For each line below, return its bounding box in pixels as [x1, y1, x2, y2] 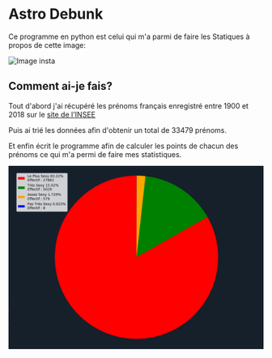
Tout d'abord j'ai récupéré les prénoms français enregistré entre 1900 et [8, 100, 249, 110]
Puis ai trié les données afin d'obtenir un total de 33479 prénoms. [8, 125, 227, 134]
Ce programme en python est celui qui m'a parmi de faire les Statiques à [8, 32, 250, 41]
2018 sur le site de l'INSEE [8, 109, 96, 119]
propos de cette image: [8, 40, 87, 49]
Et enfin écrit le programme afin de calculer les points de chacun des [8, 141, 239, 151]
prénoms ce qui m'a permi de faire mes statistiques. [8, 149, 182, 159]
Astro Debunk [8, 5, 104, 23]
